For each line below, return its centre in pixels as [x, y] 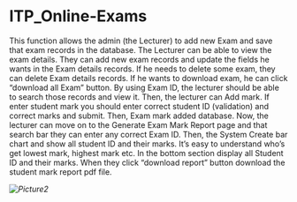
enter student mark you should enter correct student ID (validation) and [139, 106]
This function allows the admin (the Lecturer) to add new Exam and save [141, 41]
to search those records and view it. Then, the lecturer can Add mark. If [139, 97]
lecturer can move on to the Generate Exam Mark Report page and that [138, 124]
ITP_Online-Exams [78, 16]
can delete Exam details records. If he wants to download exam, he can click [148, 78]
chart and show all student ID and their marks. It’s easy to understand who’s [147, 144]
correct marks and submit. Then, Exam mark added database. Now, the [139, 116]
